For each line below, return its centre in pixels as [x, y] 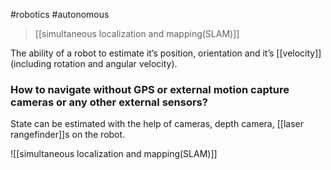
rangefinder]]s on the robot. [68, 135]
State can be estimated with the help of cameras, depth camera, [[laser [157, 124]
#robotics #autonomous [60, 14]
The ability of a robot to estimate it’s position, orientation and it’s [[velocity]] [166, 53]
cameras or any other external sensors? [109, 102]
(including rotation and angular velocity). [94, 63]
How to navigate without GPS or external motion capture [150, 89]
